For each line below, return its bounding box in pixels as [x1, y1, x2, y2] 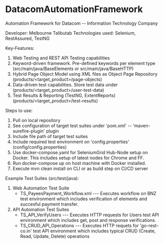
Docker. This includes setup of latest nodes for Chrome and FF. [12, 155, 144, 161]
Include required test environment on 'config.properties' [12, 139, 130, 145]
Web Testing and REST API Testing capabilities [12, 54, 110, 61]
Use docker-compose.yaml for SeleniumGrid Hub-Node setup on [12, 149, 148, 155]
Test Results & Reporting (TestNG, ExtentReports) [12, 92, 116, 98]
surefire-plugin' [12, 128, 45, 134]
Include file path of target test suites [12, 133, 88, 139]
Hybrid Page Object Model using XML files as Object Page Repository [12, 71, 158, 77]
